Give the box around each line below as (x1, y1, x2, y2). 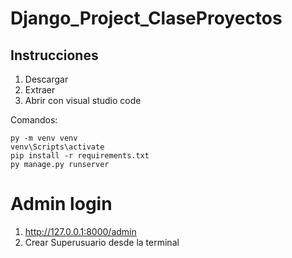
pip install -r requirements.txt (10, 151, 150, 161)
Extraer (24, 84, 56, 96)
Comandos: (10, 114, 58, 126)
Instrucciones (10, 47, 99, 64)
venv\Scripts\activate (10, 142, 105, 152)
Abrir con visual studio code (24, 95, 142, 106)
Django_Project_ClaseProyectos (10, 7, 283, 30)
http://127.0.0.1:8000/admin (24, 225, 137, 237)
